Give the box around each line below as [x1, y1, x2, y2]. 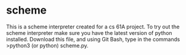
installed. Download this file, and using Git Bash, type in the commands [6, 35, 180, 43]
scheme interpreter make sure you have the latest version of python [6, 29, 172, 36]
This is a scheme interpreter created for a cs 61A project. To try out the [6, 23, 180, 30]
